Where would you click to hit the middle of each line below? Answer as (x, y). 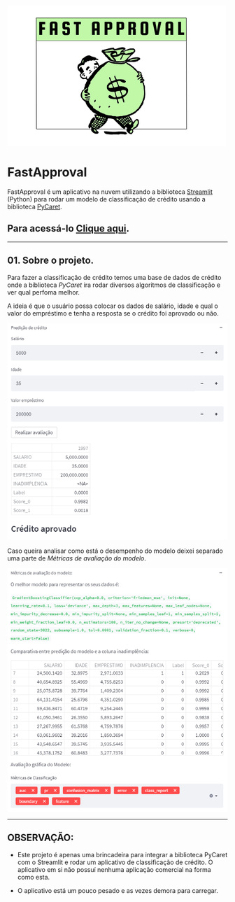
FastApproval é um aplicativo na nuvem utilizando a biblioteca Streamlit (110, 192)
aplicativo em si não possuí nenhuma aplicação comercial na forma (114, 869)
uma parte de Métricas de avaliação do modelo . (77, 558)
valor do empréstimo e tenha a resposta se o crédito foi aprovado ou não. (113, 313)
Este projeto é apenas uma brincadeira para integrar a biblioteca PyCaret (122, 854)
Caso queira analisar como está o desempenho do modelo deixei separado (115, 551)
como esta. (34, 877)
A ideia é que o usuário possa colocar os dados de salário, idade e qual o (113, 306)
